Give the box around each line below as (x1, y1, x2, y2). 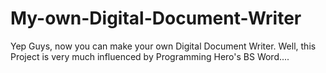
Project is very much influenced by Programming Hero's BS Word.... (10, 50, 290, 62)
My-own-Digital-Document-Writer (10, 7, 302, 30)
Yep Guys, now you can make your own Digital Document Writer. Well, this (10, 40, 317, 52)
